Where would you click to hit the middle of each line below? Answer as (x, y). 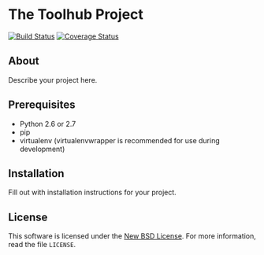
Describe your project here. (53, 79)
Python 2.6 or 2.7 (48, 124)
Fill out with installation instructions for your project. (93, 192)
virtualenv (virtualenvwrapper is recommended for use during (120, 140)
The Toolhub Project (76, 15)
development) (42, 149)
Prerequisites (42, 105)
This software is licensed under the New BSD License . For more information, (132, 236)
